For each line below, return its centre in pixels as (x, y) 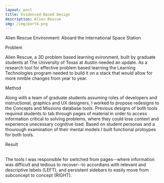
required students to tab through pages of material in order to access (76, 114)
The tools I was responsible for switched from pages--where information (80, 160)
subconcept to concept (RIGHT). (39, 176)
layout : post (19, 10)
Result (12, 145)
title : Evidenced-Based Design (38, 14)
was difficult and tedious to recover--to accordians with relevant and (76, 165)
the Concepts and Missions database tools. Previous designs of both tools (82, 108)
